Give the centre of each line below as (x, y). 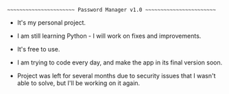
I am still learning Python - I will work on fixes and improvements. (109, 36)
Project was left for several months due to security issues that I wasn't (116, 76)
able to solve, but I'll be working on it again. (79, 83)
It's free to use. (38, 49)
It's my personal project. (51, 23)
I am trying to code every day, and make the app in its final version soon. (120, 62)
